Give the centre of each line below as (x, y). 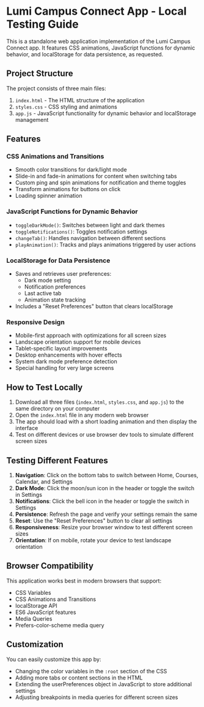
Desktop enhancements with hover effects (68, 355)
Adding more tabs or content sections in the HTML (79, 678)
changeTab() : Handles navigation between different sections (90, 238)
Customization (35, 645)
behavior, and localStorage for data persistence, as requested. (85, 54)
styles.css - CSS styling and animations (66, 107)
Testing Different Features (57, 460)
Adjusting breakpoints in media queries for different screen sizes (97, 697)
